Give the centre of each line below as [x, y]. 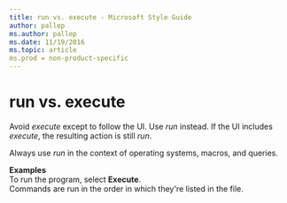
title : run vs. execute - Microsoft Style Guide [101, 17]
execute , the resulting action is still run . [81, 135]
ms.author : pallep [43, 34]
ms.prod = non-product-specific [69, 58]
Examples [28, 169]
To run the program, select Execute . [75, 179]
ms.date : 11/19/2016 [47, 42]
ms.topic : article [43, 50]
